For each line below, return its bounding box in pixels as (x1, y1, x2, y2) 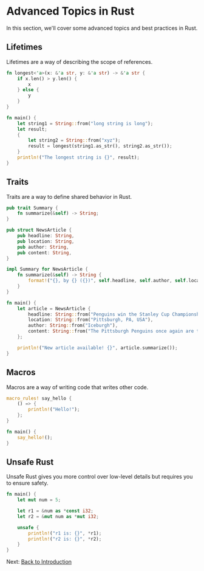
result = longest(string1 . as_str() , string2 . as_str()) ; (28, 143, 172, 150)
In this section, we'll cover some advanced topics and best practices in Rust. (6, 24, 198, 32)
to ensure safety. (6, 479, 49, 487)
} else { (17, 87, 39, 93)
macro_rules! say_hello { (6, 395, 72, 401)
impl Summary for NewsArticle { (6, 266, 88, 272)
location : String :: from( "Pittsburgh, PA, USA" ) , (28, 317, 154, 323)
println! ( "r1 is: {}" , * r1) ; (28, 530, 102, 536)
